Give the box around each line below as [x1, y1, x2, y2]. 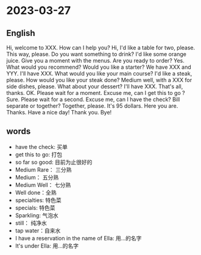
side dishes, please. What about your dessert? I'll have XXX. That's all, [6, 83, 183, 90]
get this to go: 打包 [15, 150, 63, 158]
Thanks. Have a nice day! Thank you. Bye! [6, 109, 112, 116]
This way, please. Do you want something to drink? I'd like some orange [6, 51, 187, 58]
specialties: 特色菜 [15, 196, 62, 204]
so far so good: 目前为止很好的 [15, 158, 93, 166]
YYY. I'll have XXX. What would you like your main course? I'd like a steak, [6, 70, 192, 77]
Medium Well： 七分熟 [15, 181, 71, 189]
